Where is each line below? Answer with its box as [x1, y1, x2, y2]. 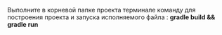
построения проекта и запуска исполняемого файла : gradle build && [7, 13, 216, 21]
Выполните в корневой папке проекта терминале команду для [7, 6, 196, 14]
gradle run [7, 21, 39, 28]
